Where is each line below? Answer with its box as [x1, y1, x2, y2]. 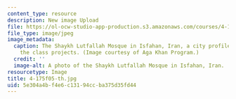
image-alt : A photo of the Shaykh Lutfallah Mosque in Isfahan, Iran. [13, 62, 225, 69]
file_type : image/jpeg [7, 29, 74, 37]
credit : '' [13, 56, 46, 63]
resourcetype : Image [7, 68, 68, 75]
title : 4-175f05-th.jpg [7, 75, 77, 82]
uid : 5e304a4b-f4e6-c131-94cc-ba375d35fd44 [7, 82, 137, 89]
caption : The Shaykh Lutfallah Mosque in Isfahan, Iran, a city [13, 43, 206, 49]
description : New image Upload [7, 17, 99, 24]
